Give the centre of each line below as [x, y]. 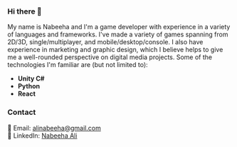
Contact [22, 112]
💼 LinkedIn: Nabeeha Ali [42, 136]
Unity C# [31, 78]
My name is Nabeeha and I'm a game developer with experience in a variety [119, 27]
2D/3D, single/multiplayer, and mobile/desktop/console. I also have [105, 42]
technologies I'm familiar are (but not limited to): [78, 65]
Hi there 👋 [25, 11]
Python [29, 86]
